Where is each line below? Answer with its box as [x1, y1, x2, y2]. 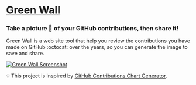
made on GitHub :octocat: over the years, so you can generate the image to [6, 44, 188, 51]
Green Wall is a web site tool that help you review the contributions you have [6, 37, 190, 44]
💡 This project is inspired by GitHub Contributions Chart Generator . [6, 72, 167, 79]
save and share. [6, 50, 45, 57]
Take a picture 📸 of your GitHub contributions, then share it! [6, 24, 179, 33]
